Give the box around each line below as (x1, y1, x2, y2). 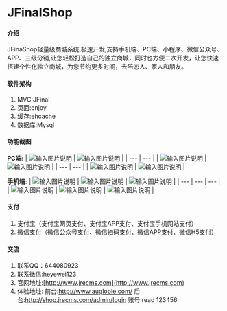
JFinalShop (7, 5, 73, 21)
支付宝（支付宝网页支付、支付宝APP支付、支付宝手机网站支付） (16, 220, 198, 227)
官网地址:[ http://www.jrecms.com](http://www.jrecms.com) (16, 279, 185, 287)
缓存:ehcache (16, 112, 56, 120)
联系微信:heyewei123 (16, 270, 77, 279)
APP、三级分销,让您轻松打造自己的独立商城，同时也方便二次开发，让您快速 (7, 54, 219, 62)
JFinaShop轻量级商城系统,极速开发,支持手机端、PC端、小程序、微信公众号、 (7, 45, 224, 54)
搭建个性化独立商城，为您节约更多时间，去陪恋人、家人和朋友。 (7, 62, 187, 71)
